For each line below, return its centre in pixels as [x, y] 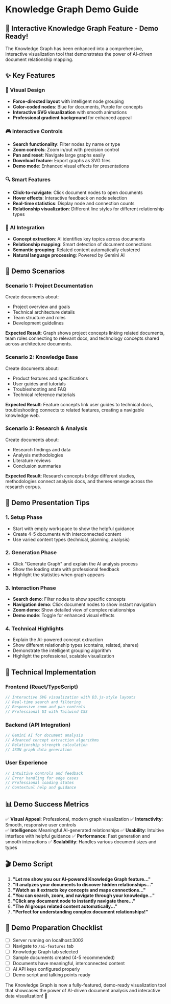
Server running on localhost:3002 [48, 940]
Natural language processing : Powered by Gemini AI [69, 255]
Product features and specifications [50, 378]
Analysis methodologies [38, 455]
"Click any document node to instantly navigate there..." [74, 901]
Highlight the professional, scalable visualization [64, 656]
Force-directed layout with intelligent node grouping [68, 101]
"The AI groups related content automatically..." [65, 906]
